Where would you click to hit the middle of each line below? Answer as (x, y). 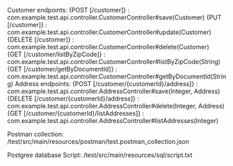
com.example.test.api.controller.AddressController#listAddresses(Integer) (113, 121)
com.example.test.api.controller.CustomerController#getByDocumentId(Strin (117, 76)
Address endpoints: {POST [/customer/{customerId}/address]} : (106, 84)
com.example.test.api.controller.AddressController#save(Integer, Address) (114, 91)
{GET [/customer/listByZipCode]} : (56, 54)
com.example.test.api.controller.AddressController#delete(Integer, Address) (116, 106)
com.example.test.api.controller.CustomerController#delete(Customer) (109, 47)
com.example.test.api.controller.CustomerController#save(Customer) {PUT (114, 17)
